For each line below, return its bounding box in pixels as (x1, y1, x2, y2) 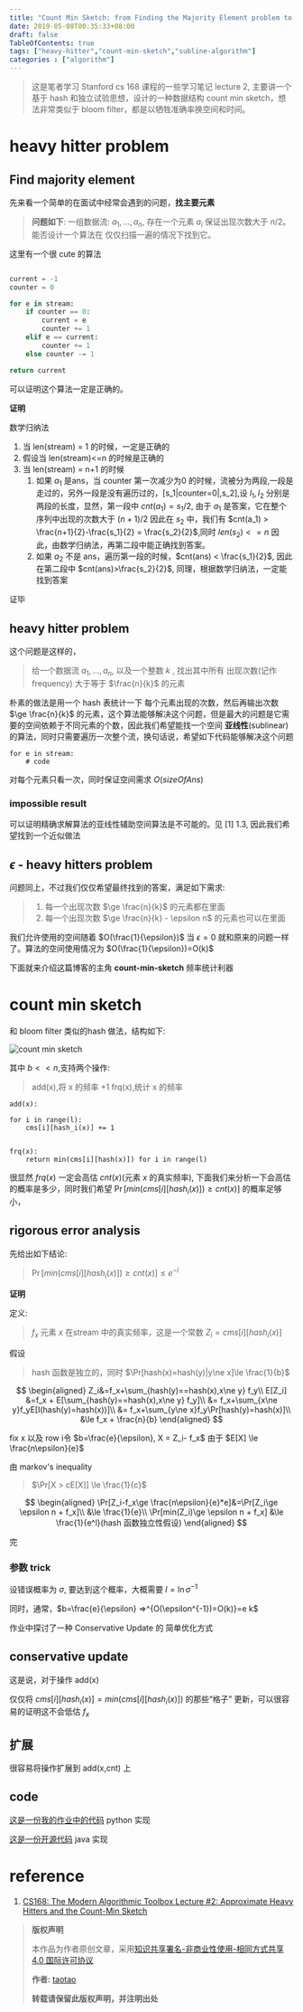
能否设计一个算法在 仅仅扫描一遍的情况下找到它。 (31, 229, 216, 240)
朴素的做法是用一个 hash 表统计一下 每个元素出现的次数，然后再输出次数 (9, 697, 280, 708)
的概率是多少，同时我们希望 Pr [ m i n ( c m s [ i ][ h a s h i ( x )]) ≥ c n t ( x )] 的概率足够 (9, 1183, 282, 1196)
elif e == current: (25, 333, 99, 342)
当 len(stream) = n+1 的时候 (22, 463, 124, 475)
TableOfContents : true (9, 38, 95, 48)
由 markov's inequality (9, 1461, 93, 1472)
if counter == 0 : (25, 307, 91, 316)
